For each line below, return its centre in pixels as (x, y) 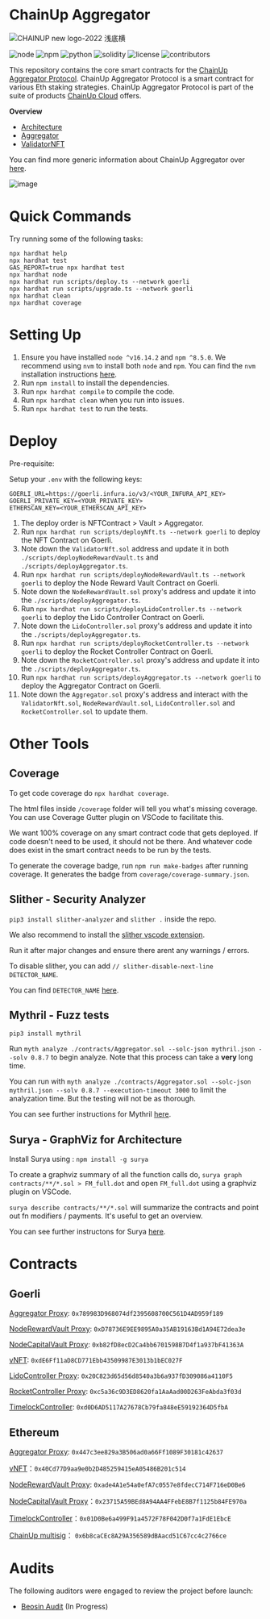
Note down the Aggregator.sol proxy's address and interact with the (134, 694)
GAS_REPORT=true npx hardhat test (67, 268)
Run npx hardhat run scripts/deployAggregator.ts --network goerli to (141, 677)
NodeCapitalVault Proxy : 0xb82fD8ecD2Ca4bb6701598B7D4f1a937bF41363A (127, 1345)
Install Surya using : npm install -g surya (79, 1159)
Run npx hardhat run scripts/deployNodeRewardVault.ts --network (133, 574)
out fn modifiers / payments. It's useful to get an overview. (106, 1216)
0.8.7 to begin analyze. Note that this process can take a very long (141, 1057)
